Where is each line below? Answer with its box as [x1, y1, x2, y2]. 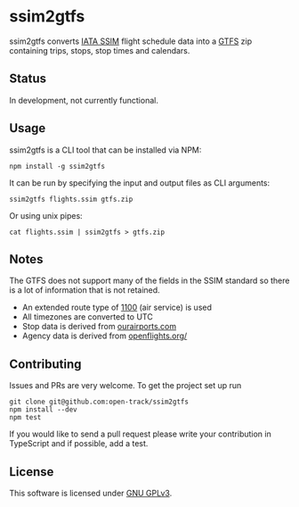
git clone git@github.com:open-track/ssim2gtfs [9, 397, 190, 407]
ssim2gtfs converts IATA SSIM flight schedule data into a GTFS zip [9, 36, 253, 46]
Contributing [9, 356, 82, 371]
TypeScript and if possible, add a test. [9, 438, 149, 449]
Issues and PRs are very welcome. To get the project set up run [9, 380, 242, 391]
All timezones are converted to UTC [21, 312, 153, 322]
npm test [9, 413, 42, 422]
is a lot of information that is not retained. [9, 285, 160, 295]
